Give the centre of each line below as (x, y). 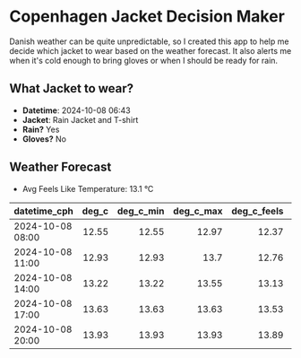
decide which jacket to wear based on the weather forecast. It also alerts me (150, 50)
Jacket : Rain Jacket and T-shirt (80, 119)
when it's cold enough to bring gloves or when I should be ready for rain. (144, 60)
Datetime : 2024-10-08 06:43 (77, 110)
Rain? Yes (41, 129)
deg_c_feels (258, 211)
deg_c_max (198, 211)
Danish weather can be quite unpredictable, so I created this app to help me (149, 41)
